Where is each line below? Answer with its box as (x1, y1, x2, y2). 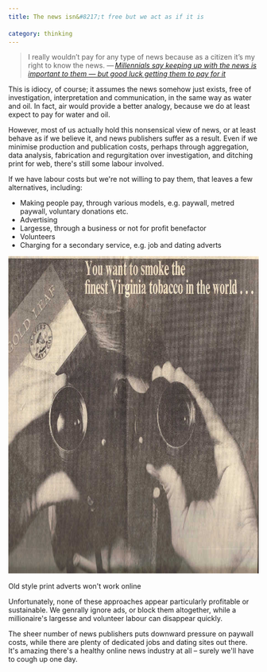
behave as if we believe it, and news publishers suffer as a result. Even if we (8, 133, 258, 143)
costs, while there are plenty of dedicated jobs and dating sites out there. (8, 638, 248, 647)
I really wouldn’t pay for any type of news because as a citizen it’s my (27, 52, 256, 62)
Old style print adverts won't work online (8, 581, 141, 591)
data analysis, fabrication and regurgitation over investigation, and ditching (8, 151, 253, 160)
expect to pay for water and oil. (8, 110, 111, 119)
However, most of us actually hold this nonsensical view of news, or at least (8, 126, 257, 135)
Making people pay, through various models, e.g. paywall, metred (19, 199, 234, 208)
